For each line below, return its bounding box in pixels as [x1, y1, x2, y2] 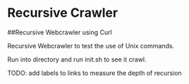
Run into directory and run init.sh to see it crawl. [7, 55, 147, 64]
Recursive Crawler [7, 5, 118, 21]
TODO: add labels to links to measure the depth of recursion [7, 69, 182, 77]
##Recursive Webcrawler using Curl [7, 28, 113, 36]
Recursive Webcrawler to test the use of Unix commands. [7, 41, 175, 50]
